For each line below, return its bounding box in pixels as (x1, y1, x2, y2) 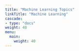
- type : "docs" (5, 20, 36, 26)
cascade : (5, 16, 23, 21)
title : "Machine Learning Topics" (5, 7, 75, 12)
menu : (5, 30, 16, 34)
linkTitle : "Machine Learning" (5, 12, 68, 17)
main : (9, 34, 21, 39)
